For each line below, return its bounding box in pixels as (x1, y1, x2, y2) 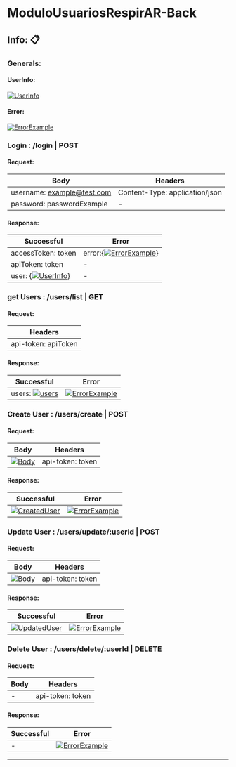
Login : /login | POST (7, 140, 79, 150)
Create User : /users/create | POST (7, 409, 129, 419)
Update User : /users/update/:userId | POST (7, 527, 160, 537)
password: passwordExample (11, 199, 108, 209)
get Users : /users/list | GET (7, 292, 104, 302)
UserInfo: (7, 76, 36, 84)
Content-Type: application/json (118, 188, 223, 197)
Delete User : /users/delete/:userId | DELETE (7, 644, 162, 654)
